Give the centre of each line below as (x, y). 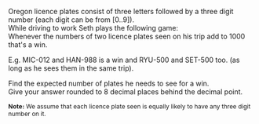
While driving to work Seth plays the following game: (93, 28)
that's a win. (28, 45)
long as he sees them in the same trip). (71, 68)
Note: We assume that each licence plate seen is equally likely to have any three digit (129, 106)
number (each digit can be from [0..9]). (71, 20)
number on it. (27, 114)
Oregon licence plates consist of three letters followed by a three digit (121, 11)
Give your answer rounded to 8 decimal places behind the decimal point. (126, 92)
